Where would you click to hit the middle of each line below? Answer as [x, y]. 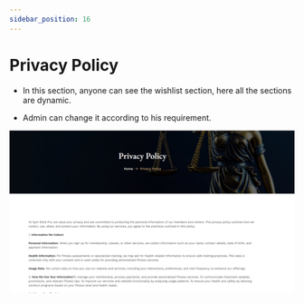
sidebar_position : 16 [50, 19]
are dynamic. [47, 100]
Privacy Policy [64, 65]
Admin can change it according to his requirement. [117, 117]
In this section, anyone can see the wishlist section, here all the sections [157, 90]
